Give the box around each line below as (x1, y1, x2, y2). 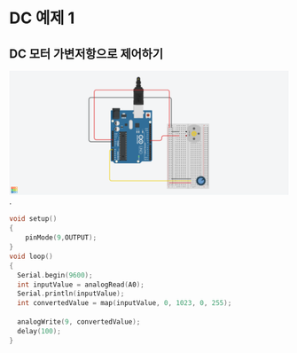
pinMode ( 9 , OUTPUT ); (25, 233, 98, 242)
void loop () (9, 252, 53, 261)
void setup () (9, 215, 58, 224)
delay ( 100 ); (17, 326, 62, 335)
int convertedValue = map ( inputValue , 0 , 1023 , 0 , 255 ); (17, 299, 232, 308)
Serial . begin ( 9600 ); (17, 271, 93, 279)
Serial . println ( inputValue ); (17, 289, 125, 298)
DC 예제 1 (9, 8, 75, 28)
